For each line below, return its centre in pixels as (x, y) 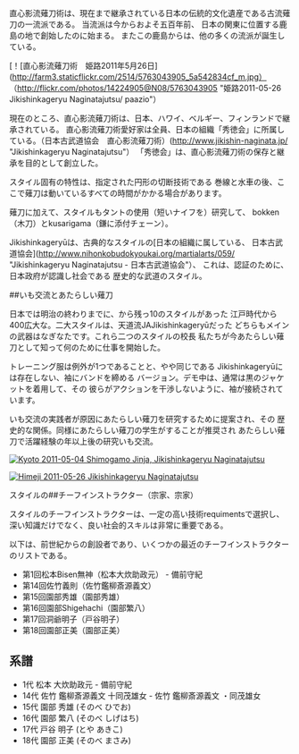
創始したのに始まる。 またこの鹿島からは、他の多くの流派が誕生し (162, 35)
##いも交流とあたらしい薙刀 (61, 295)
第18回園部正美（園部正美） (73, 630)
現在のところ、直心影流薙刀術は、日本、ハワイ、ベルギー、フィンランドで (146, 118)
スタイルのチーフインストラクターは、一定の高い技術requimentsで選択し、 (147, 514)
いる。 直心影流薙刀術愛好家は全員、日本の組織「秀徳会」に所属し (162, 129)
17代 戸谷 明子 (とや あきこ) (72, 729)
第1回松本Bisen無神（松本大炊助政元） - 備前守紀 (112, 574)
